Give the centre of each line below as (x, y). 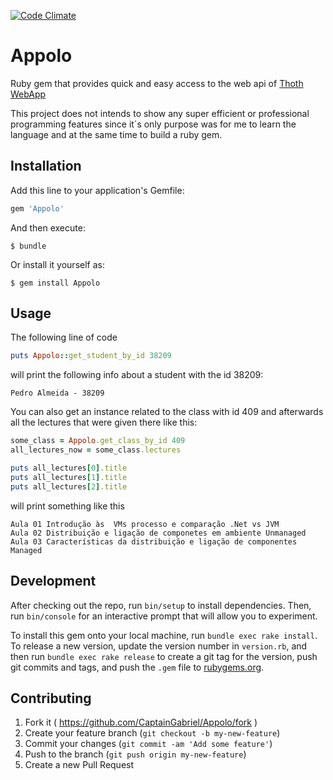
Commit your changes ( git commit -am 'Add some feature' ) (148, 744)
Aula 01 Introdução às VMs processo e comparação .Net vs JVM (145, 524)
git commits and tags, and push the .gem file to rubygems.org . (137, 667)
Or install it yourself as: (57, 264)
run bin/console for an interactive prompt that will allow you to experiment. (164, 616)
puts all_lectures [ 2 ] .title (69, 486)
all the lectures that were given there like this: (104, 422)
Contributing (51, 698)
